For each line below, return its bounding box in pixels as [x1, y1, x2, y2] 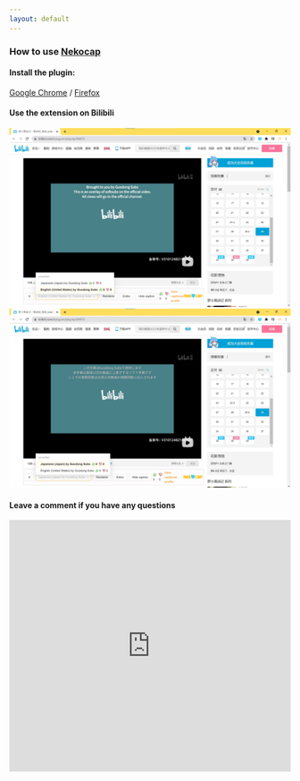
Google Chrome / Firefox [9, 87, 100, 98]
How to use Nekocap [9, 45, 101, 57]
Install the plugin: [9, 67, 76, 78]
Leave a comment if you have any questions [9, 499, 176, 510]
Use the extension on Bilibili [9, 107, 114, 118]
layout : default [9, 14, 70, 23]
